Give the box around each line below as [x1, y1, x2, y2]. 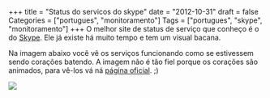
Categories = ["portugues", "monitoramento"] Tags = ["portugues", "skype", [8, 15, 263, 25]
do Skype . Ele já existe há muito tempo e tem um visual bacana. [8, 32, 221, 42]
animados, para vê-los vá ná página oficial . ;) [8, 66, 160, 75]
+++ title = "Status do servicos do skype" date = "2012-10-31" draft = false [8, 7, 259, 16]
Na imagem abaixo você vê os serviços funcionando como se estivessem [8, 49, 254, 58]
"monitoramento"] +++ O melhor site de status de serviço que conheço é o [8, 24, 259, 33]
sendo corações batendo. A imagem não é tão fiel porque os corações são [8, 57, 258, 66]
